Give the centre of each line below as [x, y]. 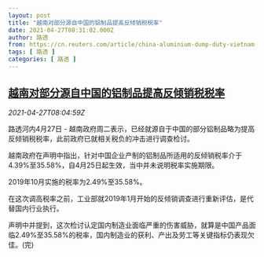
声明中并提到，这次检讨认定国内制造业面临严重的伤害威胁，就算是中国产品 [128, 225]
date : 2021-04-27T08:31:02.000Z [61, 30]
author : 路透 [28, 37]
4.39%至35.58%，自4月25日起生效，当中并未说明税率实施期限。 [114, 165]
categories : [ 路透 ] [42, 60]
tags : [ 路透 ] [32, 52]
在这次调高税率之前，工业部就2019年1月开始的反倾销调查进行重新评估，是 [128, 198]
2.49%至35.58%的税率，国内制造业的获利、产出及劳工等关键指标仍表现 [131, 235]
